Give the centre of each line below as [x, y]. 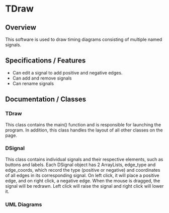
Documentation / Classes [46, 99]
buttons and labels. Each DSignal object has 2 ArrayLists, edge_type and [80, 165]
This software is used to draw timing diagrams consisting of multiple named [84, 39]
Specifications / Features [46, 61]
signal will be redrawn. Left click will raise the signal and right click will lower [84, 186]
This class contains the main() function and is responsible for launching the [83, 124]
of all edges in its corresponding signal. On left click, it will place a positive [82, 175]
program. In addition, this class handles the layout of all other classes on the [84, 130]
